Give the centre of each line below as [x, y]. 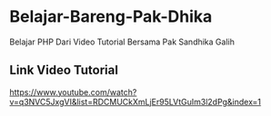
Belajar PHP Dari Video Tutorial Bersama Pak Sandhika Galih [122, 42]
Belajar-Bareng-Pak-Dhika [111, 17]
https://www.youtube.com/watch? [73, 92]
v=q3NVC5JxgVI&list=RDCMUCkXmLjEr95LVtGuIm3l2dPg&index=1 [135, 101]
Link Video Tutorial [64, 70]
